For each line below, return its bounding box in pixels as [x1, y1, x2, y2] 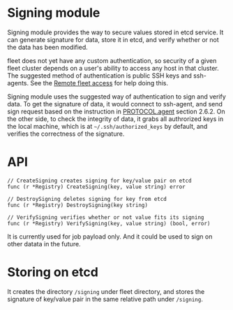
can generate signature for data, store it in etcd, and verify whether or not [7, 35, 220, 43]
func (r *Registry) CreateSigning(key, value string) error [7, 183, 186, 190]
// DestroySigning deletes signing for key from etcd [7, 195, 167, 202]
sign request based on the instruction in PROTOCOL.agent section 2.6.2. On [7, 107, 225, 115]
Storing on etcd [7, 265, 99, 281]
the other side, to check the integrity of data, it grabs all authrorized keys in [7, 114, 224, 123]
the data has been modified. [7, 43, 89, 51]
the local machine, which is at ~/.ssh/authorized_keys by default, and [7, 122, 208, 130]
